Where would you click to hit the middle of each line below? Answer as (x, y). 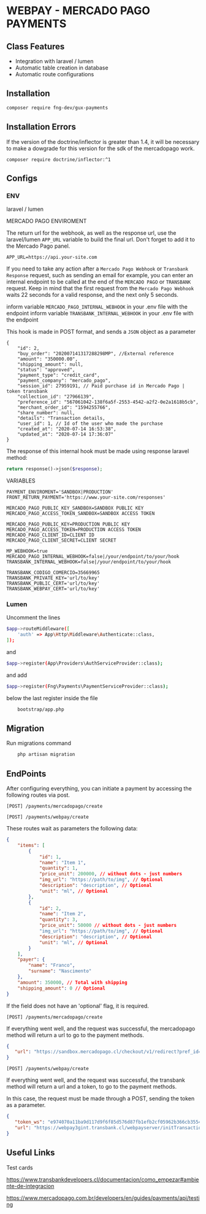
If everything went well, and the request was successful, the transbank (96, 1080)
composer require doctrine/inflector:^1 (59, 160)
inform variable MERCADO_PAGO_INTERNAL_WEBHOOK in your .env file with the (97, 307)
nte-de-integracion (30, 1186)
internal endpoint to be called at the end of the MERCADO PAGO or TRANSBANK (99, 282)
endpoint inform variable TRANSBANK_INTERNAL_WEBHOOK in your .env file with (100, 313)
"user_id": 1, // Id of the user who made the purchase (90, 424)
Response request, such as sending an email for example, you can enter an (100, 275)
